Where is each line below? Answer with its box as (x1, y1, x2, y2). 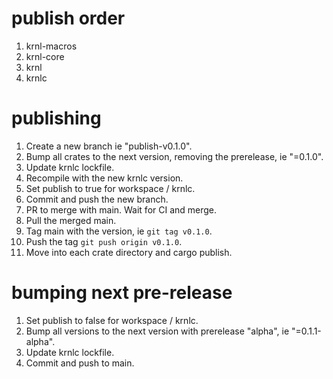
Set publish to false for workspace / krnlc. (25, 314, 199, 326)
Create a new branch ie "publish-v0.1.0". (25, 140, 193, 152)
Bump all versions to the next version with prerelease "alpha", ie (25, 325, 290, 337)
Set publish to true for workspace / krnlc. (25, 182, 196, 194)
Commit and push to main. (25, 357, 135, 369)
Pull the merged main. (25, 214, 117, 226)
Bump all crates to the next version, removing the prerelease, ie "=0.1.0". (25, 150, 324, 162)
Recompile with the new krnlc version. (25, 172, 184, 184)
